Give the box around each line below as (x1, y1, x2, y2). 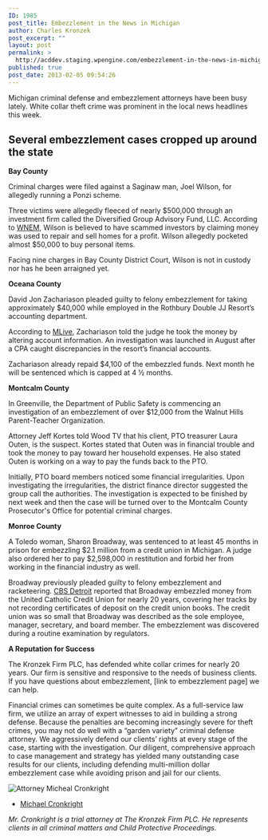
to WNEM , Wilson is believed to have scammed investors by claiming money (8, 223, 259, 232)
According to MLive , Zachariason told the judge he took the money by (8, 327, 238, 337)
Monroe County (8, 522, 62, 531)
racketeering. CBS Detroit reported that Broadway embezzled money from (8, 586, 252, 596)
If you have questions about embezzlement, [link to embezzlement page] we (8, 676, 260, 686)
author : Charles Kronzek (8, 26, 91, 34)
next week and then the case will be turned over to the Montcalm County (8, 498, 248, 507)
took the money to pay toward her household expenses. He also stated (8, 448, 241, 458)
